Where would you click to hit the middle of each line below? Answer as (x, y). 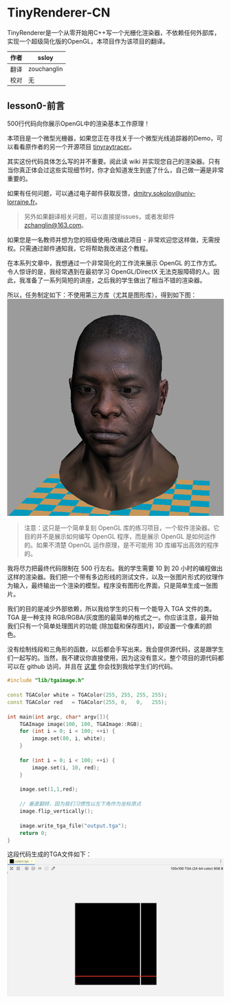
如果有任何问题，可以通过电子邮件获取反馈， (70, 194)
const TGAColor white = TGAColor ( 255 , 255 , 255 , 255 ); (87, 695)
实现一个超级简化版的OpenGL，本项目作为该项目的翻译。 (88, 41)
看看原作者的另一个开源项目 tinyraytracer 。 (74, 147)
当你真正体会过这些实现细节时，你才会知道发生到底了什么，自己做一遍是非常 (115, 170)
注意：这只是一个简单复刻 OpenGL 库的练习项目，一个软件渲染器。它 (122, 528)
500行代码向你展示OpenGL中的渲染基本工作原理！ (79, 124)
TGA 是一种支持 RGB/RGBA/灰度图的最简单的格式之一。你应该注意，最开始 (113, 617)
